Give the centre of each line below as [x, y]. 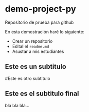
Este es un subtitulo [36, 67]
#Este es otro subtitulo [27, 78]
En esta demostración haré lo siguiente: [45, 32]
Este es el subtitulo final [42, 94]
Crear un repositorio [32, 41]
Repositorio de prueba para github [39, 22]
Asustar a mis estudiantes [38, 51]
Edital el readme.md [30, 46]
